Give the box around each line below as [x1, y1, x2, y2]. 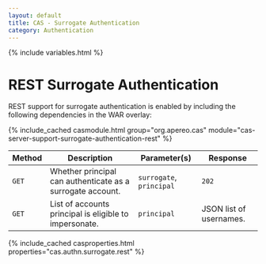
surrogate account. [50, 186, 121, 197]
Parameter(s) [140, 153, 192, 164]
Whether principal [50, 166, 117, 177]
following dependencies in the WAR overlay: [8, 110, 152, 119]
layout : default [8, 11, 62, 20]
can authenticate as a [50, 175, 130, 187]
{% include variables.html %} [8, 48, 104, 58]
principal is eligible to [50, 209, 129, 220]
